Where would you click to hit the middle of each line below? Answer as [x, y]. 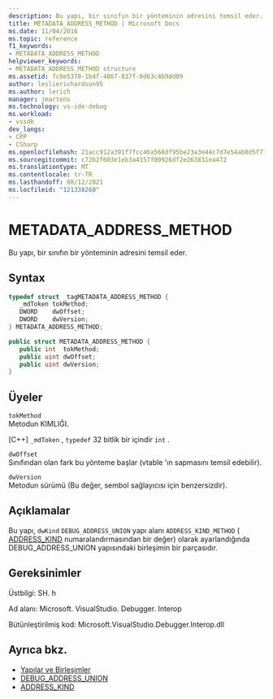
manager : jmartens [39, 99]
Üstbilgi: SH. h [32, 593]
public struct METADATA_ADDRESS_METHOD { [80, 341]
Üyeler [26, 397]
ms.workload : [30, 115]
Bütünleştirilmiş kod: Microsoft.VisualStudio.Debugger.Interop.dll [117, 624]
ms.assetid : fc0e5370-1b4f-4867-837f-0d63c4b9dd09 [96, 76]
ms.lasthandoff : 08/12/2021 [56, 182]
